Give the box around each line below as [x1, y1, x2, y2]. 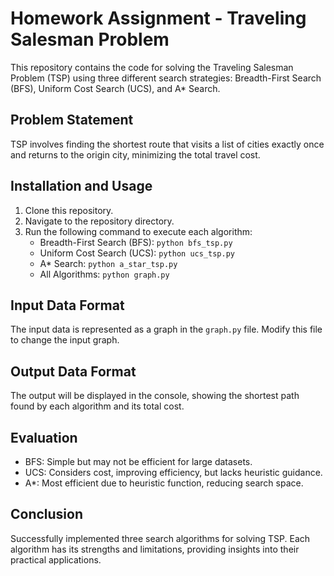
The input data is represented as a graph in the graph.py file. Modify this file [10, 323, 323, 336]
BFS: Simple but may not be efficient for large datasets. [24, 456, 253, 467]
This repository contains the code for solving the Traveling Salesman [10, 61, 294, 73]
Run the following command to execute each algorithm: [24, 225, 253, 237]
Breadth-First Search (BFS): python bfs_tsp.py [39, 236, 233, 248]
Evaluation [10, 429, 78, 446]
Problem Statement [10, 112, 134, 129]
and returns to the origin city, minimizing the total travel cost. [10, 148, 261, 161]
